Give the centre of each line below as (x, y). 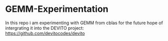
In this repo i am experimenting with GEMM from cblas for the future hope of (84, 23)
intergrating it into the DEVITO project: (45, 28)
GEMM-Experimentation (57, 9)
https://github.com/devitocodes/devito (45, 33)
